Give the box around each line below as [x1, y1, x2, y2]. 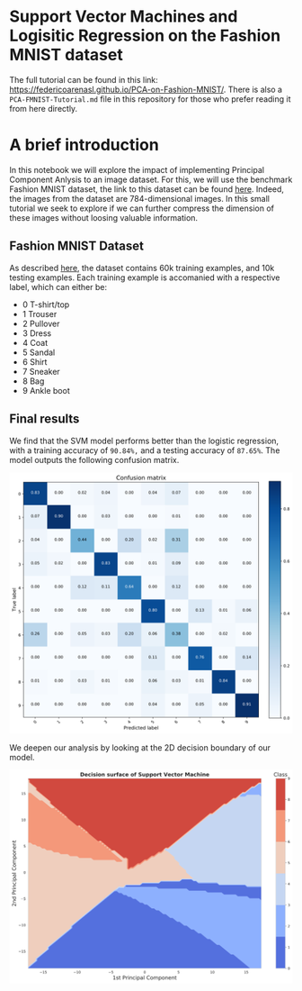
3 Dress [22, 327, 52, 339]
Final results [9, 412, 80, 427]
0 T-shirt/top [22, 299, 70, 310]
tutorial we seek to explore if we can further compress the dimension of [9, 203, 275, 214]
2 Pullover [22, 318, 60, 329]
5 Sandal [22, 347, 56, 358]
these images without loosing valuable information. [9, 212, 199, 223]
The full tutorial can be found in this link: [9, 74, 159, 85]
